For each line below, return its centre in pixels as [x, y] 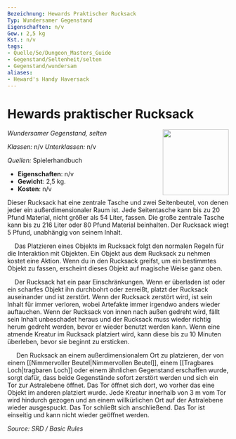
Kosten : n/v [34, 189]
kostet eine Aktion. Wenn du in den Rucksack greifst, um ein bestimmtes [112, 261]
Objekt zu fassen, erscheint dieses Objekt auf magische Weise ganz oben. [115, 268]
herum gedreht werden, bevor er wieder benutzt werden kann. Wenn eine [114, 327]
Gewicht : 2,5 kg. [41, 182]
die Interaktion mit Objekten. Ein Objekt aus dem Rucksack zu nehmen [109, 254]
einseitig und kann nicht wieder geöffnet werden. [78, 415]
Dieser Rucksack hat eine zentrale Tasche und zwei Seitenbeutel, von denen [118, 203]
